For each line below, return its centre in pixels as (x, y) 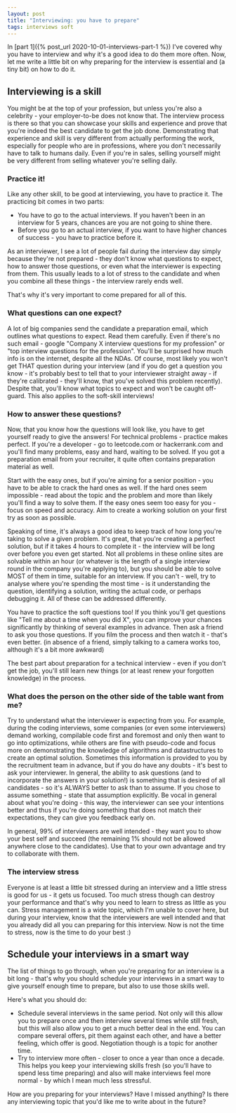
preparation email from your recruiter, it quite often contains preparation (111, 459)
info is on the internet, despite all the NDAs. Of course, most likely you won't (118, 358)
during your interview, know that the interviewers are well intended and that (117, 917)
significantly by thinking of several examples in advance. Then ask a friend (115, 628)
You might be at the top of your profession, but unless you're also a (105, 108)
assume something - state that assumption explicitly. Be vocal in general (112, 795)
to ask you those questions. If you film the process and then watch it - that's (118, 635)
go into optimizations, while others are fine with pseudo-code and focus (112, 743)
